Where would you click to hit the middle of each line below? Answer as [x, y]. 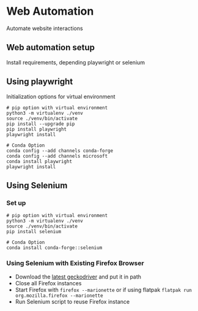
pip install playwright [37, 129]
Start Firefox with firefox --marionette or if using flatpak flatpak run [104, 290]
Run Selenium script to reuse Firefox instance [72, 301]
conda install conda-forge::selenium [54, 248]
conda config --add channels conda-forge [60, 151]
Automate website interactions [45, 28]
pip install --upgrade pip [41, 124]
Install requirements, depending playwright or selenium [76, 62]
